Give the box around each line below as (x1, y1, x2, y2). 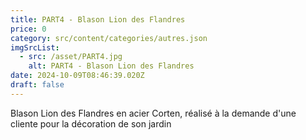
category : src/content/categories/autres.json (10, 33, 208, 43)
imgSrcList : (10, 42, 60, 53)
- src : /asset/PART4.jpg (19, 52, 123, 62)
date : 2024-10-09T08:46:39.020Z (10, 71, 145, 81)
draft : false (10, 80, 65, 90)
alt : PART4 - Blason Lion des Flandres (28, 61, 195, 71)
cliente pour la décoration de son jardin (10, 117, 172, 130)
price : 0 (10, 24, 47, 34)
